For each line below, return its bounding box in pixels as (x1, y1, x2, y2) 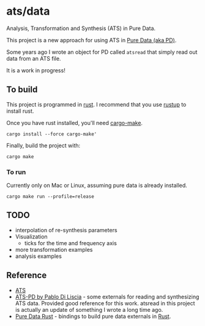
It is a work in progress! (6, 66, 65, 74)
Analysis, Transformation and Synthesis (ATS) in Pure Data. (6, 25, 156, 32)
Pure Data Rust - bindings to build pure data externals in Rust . (15, 313, 171, 320)
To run (6, 167, 26, 176)
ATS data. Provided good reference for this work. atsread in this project (15, 299, 195, 307)
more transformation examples (15, 246, 93, 253)
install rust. (6, 107, 34, 115)
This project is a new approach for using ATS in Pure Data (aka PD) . (6, 36, 177, 44)
